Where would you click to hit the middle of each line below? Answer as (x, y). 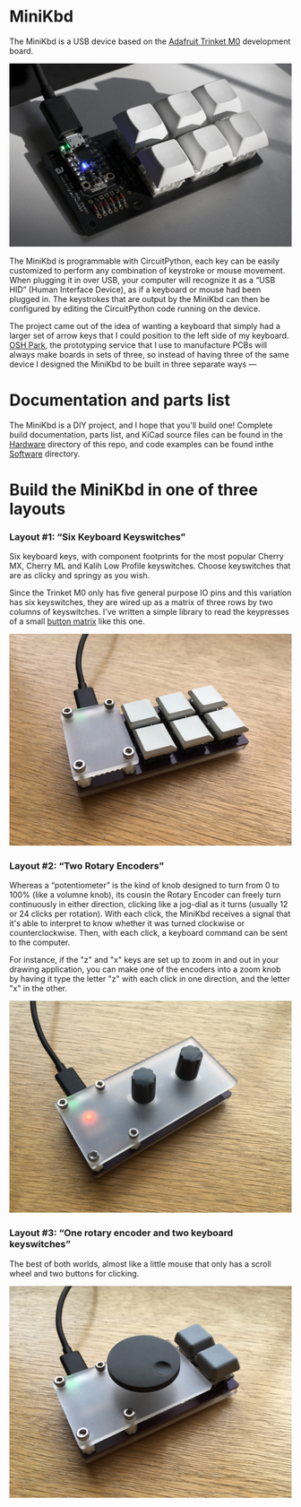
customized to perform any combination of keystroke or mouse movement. (147, 270)
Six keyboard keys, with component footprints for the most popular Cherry (146, 557)
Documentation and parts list (120, 400)
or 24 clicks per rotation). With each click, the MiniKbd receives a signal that (150, 914)
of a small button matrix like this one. (77, 621)
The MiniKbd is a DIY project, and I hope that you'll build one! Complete (141, 425)
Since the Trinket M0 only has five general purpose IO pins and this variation (150, 593)
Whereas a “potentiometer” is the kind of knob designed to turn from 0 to (145, 886)
